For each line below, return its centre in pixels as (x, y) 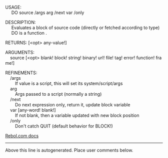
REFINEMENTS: (21, 73)
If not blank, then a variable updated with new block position (77, 115)
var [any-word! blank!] (33, 110)
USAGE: (13, 7)
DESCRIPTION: (20, 22)
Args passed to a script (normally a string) (58, 94)
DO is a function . (29, 33)
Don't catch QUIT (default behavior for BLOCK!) (64, 126)
